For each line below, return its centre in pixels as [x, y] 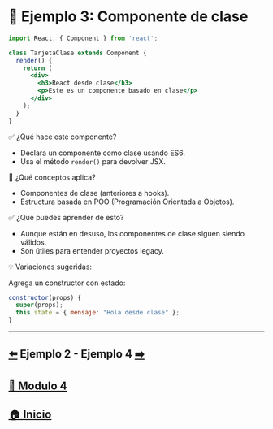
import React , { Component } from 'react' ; [83, 38]
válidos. [33, 242]
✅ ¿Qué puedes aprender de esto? [66, 217]
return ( [38, 68]
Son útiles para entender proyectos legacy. [92, 250]
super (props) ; [39, 305]
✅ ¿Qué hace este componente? [63, 136]
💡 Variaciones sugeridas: [50, 266]
